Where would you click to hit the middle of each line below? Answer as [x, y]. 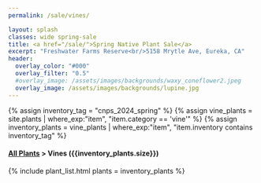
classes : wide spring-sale [52, 37]
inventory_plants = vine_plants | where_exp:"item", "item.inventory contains [130, 127]
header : [21, 59]
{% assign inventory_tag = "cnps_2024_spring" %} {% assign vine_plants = [130, 110]
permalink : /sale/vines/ [49, 15]
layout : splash [33, 29]
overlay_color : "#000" [52, 66]
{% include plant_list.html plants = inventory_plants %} [97, 170]
